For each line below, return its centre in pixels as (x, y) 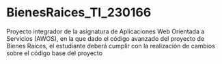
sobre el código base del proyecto (55, 53)
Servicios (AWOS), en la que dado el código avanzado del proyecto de (106, 38)
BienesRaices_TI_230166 (79, 13)
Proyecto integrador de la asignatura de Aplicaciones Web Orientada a (106, 31)
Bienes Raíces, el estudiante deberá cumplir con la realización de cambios (111, 46)
